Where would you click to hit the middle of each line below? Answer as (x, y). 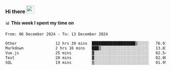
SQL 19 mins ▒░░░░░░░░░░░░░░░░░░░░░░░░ (77, 62)
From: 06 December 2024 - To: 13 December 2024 (57, 34)
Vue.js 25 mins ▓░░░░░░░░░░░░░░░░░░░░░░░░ (77, 53)
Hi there (15, 11)
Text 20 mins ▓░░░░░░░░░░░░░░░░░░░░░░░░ (77, 58)
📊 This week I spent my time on (40, 23)
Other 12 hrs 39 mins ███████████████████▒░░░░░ (77, 43)
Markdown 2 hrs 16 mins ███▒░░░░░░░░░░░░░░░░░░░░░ (77, 49)
